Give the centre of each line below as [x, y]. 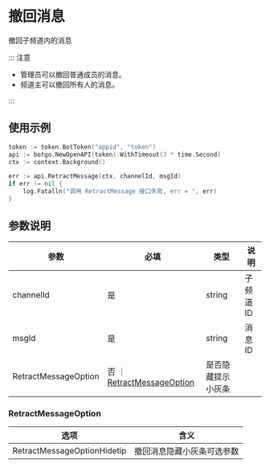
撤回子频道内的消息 [40, 40]
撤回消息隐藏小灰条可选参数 [186, 451]
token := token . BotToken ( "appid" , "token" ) [82, 147]
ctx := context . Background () [57, 162]
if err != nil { [35, 184]
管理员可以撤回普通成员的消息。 [73, 74]
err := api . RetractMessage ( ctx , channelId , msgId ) [95, 177]
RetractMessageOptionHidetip [70, 450]
